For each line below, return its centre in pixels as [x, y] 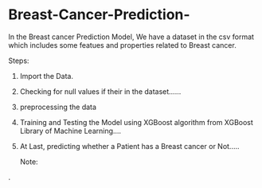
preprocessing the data [58, 107]
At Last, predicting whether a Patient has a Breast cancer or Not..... [130, 146]
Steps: [19, 61]
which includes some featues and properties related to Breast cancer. [122, 45]
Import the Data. [47, 76]
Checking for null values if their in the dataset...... [100, 91]
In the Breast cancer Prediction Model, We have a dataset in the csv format [131, 37]
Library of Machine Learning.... [70, 131]
